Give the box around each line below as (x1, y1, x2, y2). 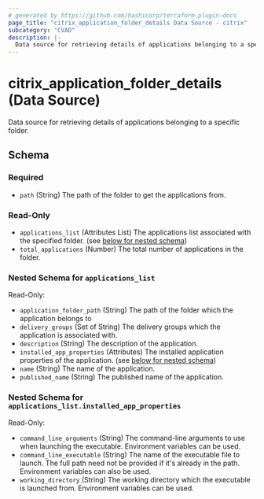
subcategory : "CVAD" (8, 26, 76, 34)
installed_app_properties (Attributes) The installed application (19, 347, 224, 357)
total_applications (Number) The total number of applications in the (19, 245, 244, 254)
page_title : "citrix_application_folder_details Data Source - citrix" (8, 19, 247, 27)
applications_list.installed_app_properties (8, 402, 181, 411)
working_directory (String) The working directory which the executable (19, 475, 251, 484)
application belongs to (19, 314, 92, 323)
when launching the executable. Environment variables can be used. (19, 442, 241, 451)
